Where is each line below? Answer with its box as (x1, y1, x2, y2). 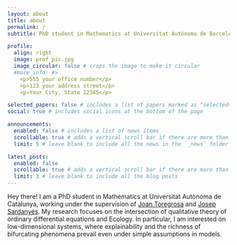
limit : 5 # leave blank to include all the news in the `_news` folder (13, 141, 229, 148)
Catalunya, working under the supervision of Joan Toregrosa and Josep (7, 200, 217, 208)
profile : (7, 43, 33, 50)
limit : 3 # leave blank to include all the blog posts (13, 173, 178, 180)
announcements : (7, 121, 52, 128)
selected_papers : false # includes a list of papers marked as (7, 102, 197, 109)
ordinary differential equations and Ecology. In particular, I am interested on (7, 215, 226, 223)
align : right (13, 49, 52, 56)
